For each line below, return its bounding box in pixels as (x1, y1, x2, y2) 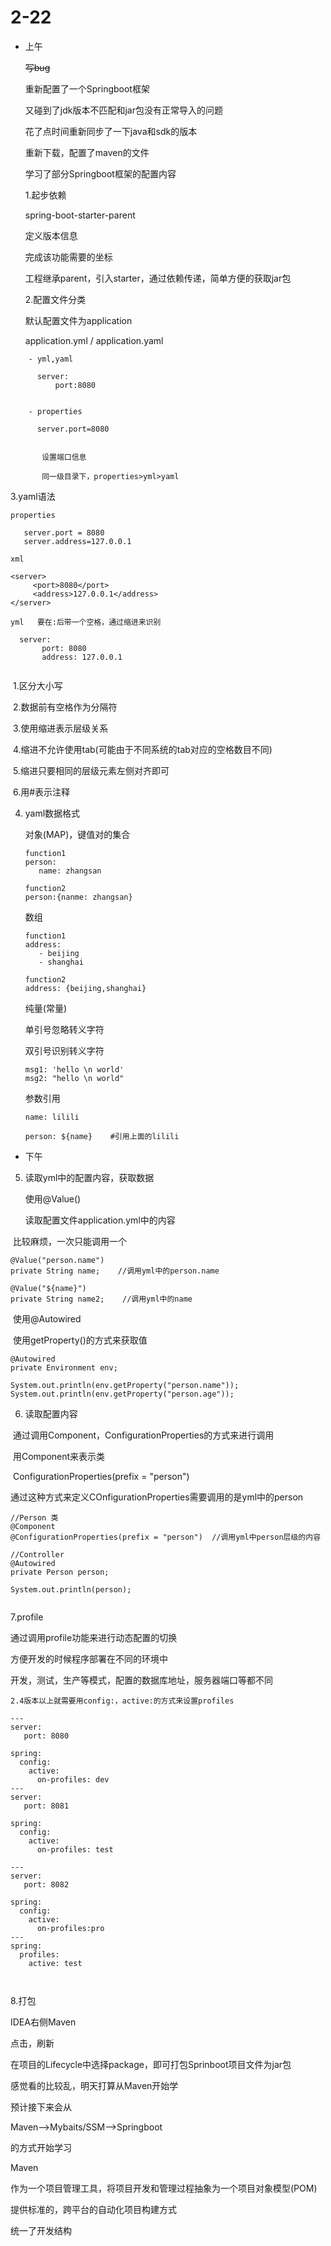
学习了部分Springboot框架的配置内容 (24, 167, 177, 180)
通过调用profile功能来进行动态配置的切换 (10, 1631, 178, 1643)
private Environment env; (10, 1362, 118, 1373)
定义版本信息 (24, 229, 78, 241)
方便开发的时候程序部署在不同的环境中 (10, 1652, 168, 1665)
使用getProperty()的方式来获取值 (12, 1334, 148, 1346)
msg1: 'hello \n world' (24, 1064, 125, 1075)
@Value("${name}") (10, 1283, 87, 1293)
